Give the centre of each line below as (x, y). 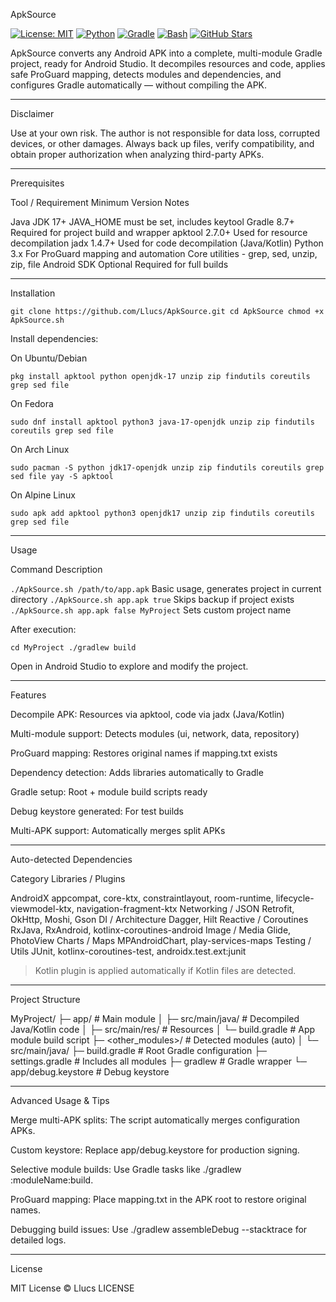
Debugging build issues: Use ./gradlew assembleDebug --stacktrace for (159, 1229)
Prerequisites (37, 183)
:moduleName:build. (52, 1180)
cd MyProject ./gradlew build (73, 648)
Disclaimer (32, 113)
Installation (33, 293)
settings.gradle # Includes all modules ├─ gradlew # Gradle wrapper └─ (158, 1061)
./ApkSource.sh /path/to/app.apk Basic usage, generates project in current (166, 588)
